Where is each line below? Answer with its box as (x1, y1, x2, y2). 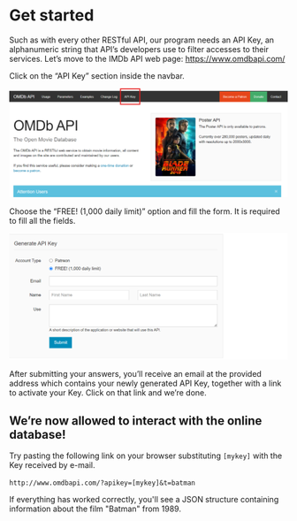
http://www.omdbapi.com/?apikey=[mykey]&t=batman (9, 479, 196, 487)
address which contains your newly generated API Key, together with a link (9, 378, 282, 389)
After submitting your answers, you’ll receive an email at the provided (9, 369, 263, 379)
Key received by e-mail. (9, 459, 95, 470)
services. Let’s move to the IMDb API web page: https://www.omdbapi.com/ (9, 53, 286, 64)
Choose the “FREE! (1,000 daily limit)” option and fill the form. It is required (9, 206, 280, 217)
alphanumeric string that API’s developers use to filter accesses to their (9, 43, 270, 54)
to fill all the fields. (9, 216, 76, 226)
